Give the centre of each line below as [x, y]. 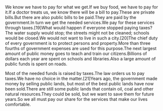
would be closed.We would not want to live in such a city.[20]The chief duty [81, 38]
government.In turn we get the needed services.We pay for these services [80, 22]
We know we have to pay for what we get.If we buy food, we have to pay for [81, 7]
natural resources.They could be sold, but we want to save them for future [80, 94]
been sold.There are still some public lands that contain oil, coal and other [79, 89]
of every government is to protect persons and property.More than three [78, 43]
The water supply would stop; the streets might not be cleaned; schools [77, 33]
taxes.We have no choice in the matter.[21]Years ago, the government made [81, 78]
